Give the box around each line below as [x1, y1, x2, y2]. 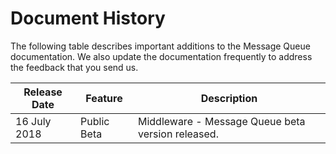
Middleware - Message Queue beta [137, 114, 306, 128]
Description [200, 91, 258, 105]
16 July [15, 114, 52, 128]
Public [80, 114, 110, 128]
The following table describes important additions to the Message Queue [10, 40, 311, 52]
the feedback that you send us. [10, 61, 139, 73]
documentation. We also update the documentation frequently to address [10, 50, 313, 62]
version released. [137, 127, 219, 141]
